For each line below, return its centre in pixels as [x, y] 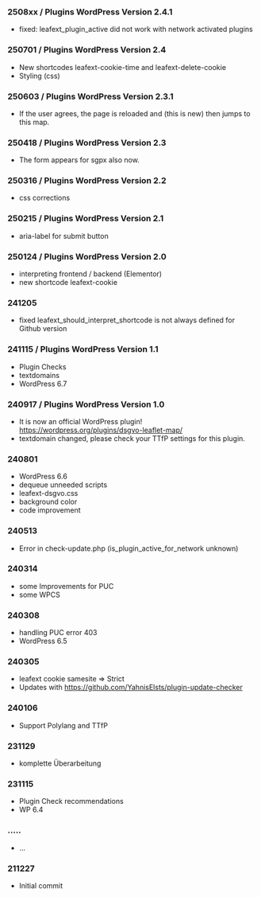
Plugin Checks [42, 367]
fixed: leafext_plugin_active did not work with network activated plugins [136, 29]
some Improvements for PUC [66, 586]
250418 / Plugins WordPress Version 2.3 [87, 142]
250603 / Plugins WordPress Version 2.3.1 [90, 96]
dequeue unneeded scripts [63, 485]
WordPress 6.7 [43, 384]
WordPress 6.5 [43, 641]
